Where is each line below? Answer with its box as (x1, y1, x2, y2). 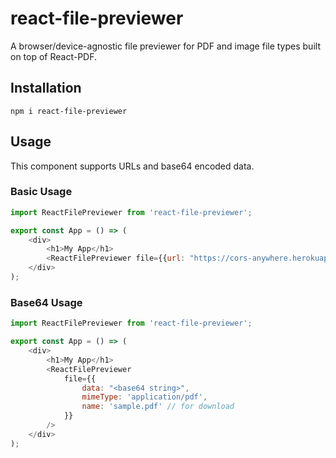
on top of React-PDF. (10, 50, 98, 62)
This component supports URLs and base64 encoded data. (10, 160, 255, 172)
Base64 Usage (10, 295, 83, 309)
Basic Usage (10, 185, 73, 199)
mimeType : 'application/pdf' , (81, 392, 208, 402)
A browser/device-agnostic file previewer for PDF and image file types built (10, 40, 321, 52)
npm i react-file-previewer (10, 106, 128, 116)
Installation (10, 80, 82, 97)
